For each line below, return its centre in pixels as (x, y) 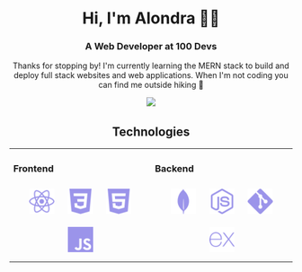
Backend (175, 168)
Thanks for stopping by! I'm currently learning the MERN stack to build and (151, 66)
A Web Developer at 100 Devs (151, 47)
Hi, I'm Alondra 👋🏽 (151, 18)
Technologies (151, 132)
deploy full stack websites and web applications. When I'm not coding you (151, 75)
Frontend (33, 168)
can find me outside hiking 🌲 (151, 85)
